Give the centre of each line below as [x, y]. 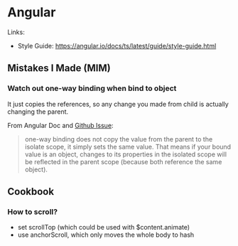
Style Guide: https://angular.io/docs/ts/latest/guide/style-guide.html [117, 46]
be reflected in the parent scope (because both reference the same [123, 161]
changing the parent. [38, 112]
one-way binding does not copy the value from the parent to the [119, 139]
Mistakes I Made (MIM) [59, 68]
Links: [16, 32]
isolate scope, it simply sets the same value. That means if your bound [128, 146]
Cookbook [31, 192]
